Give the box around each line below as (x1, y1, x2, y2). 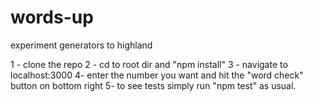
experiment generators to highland (10, 39, 153, 51)
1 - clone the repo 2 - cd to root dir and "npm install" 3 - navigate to (10, 58, 288, 70)
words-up (10, 6, 94, 29)
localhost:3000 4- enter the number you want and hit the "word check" (10, 69, 304, 81)
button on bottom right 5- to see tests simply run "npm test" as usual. (10, 79, 297, 91)
